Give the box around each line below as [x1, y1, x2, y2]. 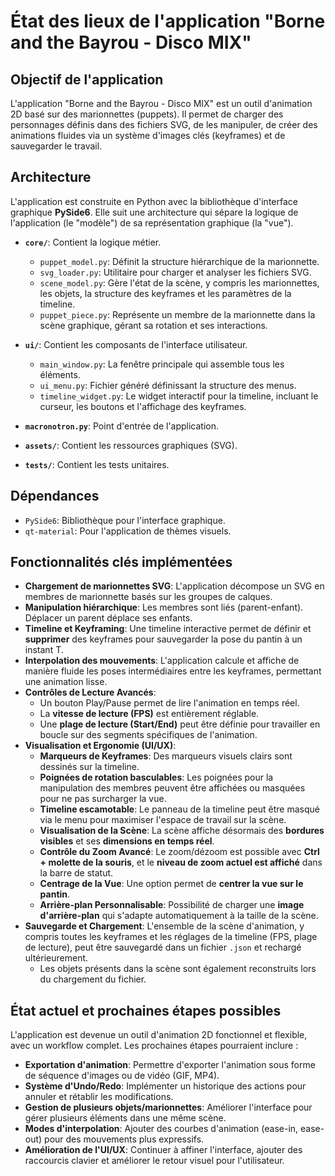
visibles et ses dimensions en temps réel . [39, 835, 215, 847]
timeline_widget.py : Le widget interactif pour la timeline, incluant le [39, 390, 319, 402]
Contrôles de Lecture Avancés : [24, 686, 157, 699]
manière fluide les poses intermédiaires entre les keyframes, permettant [24, 665, 322, 677]
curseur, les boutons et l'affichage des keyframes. [39, 400, 247, 412]
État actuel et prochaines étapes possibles [10, 1002, 282, 1019]
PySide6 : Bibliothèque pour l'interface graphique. [24, 514, 226, 526]
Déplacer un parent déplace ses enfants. [24, 612, 193, 624]
